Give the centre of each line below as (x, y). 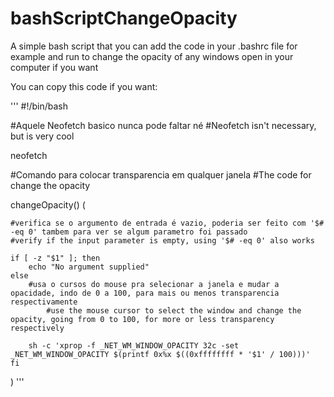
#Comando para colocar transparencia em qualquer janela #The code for (161, 174)
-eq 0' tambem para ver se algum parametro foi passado (129, 232)
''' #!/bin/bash (39, 106)
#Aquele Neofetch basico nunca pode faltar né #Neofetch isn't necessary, (163, 125)
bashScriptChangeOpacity (124, 18)
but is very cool (42, 136)
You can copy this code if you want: (84, 86)
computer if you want (54, 67)
